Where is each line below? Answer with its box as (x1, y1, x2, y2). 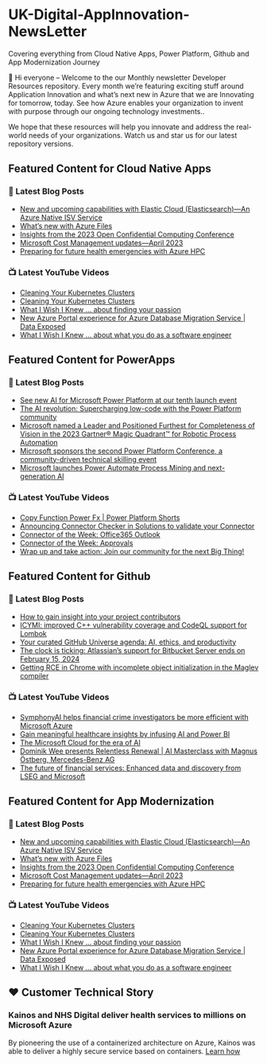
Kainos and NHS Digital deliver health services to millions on (8, 1010, 246, 1021)
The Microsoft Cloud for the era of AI (19, 737, 141, 747)
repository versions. (8, 139, 74, 148)
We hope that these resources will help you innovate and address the (8, 122, 235, 131)
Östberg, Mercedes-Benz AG (19, 754, 115, 764)
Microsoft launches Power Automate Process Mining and (19, 463, 207, 472)
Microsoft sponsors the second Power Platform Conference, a (19, 446, 223, 456)
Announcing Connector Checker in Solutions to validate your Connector (19, 521, 255, 530)
